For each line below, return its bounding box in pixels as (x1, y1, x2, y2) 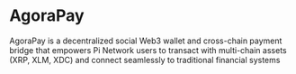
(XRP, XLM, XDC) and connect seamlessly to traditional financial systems (9, 54, 281, 65)
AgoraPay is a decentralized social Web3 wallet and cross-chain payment (9, 35, 283, 46)
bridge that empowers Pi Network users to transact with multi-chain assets (9, 44, 287, 55)
